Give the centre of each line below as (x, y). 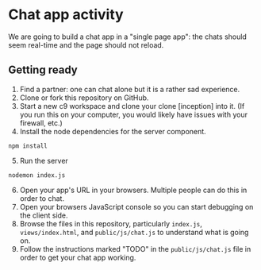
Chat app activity (66, 15)
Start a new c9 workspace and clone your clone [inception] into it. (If (132, 106)
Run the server (44, 160)
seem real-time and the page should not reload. (86, 44)
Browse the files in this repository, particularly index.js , (111, 223)
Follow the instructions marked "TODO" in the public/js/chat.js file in (135, 249)
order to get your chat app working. (78, 257)
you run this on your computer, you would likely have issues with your (134, 114)
